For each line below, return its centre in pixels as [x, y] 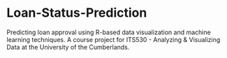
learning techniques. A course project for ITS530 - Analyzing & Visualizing [113, 39]
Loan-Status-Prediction [77, 13]
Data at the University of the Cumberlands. [68, 47]
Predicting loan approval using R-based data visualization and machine [109, 32]
